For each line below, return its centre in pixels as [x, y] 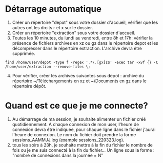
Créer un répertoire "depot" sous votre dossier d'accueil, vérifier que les [85, 22]
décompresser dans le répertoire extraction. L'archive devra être [77, 48]
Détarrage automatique [53, 9]
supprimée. [24, 53]
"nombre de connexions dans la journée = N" [58, 155]
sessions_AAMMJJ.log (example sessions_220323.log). [68, 140]
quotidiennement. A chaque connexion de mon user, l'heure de [75, 124]
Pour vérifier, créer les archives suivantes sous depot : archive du [78, 75]
